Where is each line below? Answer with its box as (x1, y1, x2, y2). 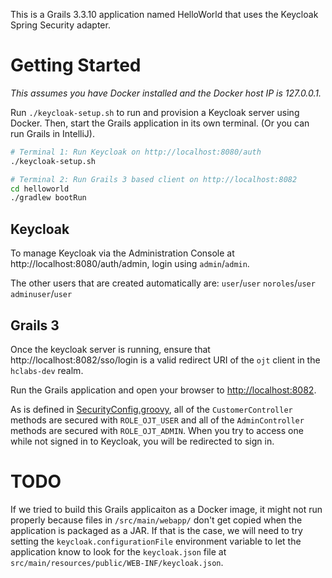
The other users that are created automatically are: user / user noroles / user (10, 277, 316, 289)
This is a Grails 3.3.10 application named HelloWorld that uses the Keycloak (10, 9, 319, 20)
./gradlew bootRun (10, 193, 87, 203)
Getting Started (10, 54, 142, 77)
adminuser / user (10, 288, 73, 300)
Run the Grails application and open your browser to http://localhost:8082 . (10, 384, 317, 396)
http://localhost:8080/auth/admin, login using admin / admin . (10, 258, 250, 270)
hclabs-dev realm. (10, 364, 84, 376)
